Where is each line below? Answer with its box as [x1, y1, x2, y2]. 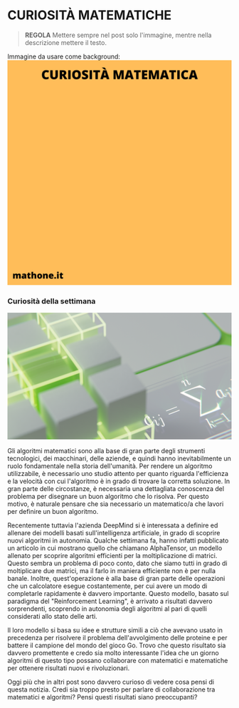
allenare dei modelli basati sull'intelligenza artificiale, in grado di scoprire [7, 528, 221, 537]
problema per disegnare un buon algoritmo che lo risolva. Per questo [7, 492, 209, 500]
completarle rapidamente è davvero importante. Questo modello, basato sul [7, 589, 229, 597]
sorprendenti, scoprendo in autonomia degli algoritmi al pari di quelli [7, 604, 208, 613]
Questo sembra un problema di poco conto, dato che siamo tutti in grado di [7, 559, 228, 567]
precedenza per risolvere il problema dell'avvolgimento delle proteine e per [7, 633, 228, 642]
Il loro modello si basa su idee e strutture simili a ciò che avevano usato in [7, 625, 223, 634]
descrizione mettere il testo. [24, 38, 107, 46]
